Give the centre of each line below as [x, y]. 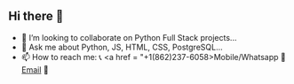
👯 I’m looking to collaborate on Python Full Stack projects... [129, 37]
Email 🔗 [35, 69]
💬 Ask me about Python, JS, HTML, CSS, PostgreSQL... [122, 47]
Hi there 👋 [36, 16]
